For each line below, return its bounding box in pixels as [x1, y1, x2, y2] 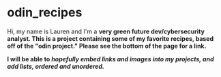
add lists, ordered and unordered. [7, 62, 104, 70]
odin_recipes [7, 5, 83, 20]
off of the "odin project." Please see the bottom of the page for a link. [7, 42, 207, 50]
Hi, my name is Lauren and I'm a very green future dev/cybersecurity [7, 27, 205, 35]
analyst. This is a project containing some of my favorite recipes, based [7, 34, 214, 42]
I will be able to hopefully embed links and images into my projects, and [7, 55, 214, 63]
